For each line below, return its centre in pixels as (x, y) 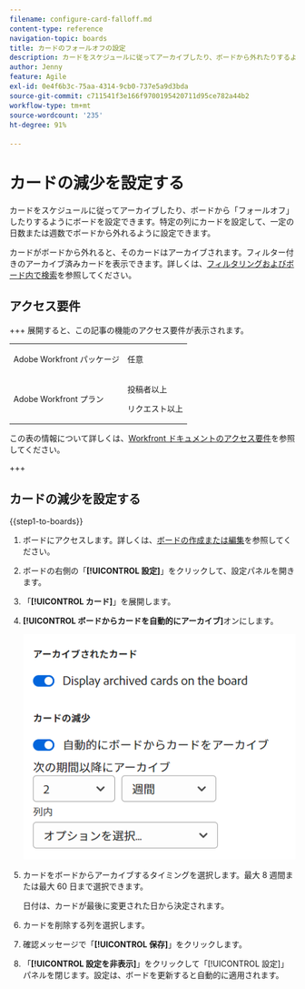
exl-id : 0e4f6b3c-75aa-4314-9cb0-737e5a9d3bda (99, 86)
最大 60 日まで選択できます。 (93, 886)
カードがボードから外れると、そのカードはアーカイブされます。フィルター (148, 252)
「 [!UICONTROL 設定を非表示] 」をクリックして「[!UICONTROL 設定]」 (155, 964)
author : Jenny (36, 67)
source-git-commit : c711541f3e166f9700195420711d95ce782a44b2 (129, 96)
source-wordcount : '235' (56, 115)
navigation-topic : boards (58, 38)
